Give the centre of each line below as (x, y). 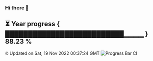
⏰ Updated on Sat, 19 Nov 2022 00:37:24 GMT (52, 53)
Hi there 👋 (17, 8)
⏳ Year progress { (33, 24)
